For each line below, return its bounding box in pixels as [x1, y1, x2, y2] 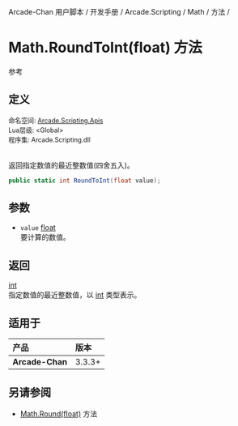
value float [19, 223, 57, 232]
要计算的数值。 [19, 232, 70, 242]
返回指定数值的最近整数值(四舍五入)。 [8, 160, 135, 170]
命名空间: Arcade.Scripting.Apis [8, 116, 104, 125]
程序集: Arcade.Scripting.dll [8, 135, 91, 144]
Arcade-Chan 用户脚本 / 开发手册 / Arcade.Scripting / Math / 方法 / [8, 7, 231, 16]
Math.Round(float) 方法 [19, 408, 98, 419]
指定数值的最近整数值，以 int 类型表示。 [8, 290, 142, 300]
